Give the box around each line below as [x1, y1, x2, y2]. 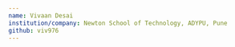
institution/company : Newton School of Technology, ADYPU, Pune [8, 19, 228, 27]
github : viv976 [8, 26, 59, 34]
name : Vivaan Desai [8, 11, 74, 20]
